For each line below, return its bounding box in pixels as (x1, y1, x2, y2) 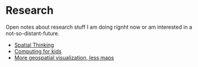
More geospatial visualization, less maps (14, 54, 115, 61)
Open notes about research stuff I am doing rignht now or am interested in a (5, 23, 193, 31)
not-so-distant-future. (5, 29, 60, 36)
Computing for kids (14, 47, 62, 54)
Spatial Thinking (14, 41, 54, 48)
